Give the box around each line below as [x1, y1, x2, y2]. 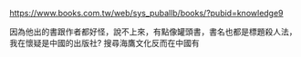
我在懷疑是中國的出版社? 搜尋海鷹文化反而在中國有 [9, 38, 201, 48]
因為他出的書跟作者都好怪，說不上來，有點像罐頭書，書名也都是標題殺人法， [9, 26, 297, 37]
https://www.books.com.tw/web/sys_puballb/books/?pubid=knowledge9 [9, 8, 285, 18]
